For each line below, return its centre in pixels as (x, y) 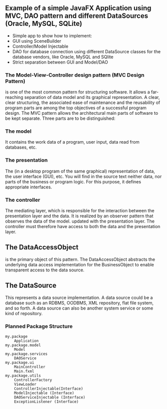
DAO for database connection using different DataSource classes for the (86, 51)
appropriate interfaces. (29, 187)
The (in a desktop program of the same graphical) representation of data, (80, 171)
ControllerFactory (33, 380)
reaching (14, 97)
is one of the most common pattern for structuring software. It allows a (78, 92)
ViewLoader (25, 384)
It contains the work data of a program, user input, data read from (73, 142)
